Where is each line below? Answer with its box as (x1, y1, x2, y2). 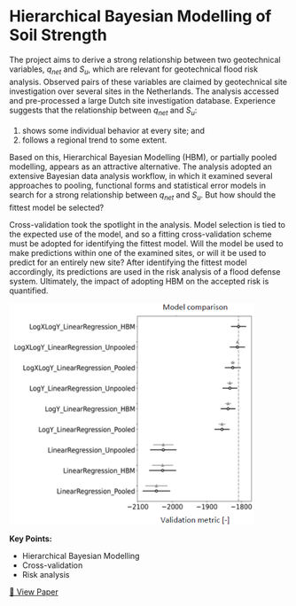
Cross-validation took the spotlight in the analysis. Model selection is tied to (9, 220, 286, 230)
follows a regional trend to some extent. (21, 135, 167, 145)
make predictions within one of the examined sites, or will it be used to (9, 248, 267, 259)
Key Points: (9, 533, 52, 544)
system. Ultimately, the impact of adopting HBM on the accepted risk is (9, 276, 269, 287)
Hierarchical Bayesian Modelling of (9, 6, 272, 27)
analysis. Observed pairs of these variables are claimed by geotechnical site (9, 77, 288, 88)
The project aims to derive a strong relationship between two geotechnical (9, 54, 281, 65)
